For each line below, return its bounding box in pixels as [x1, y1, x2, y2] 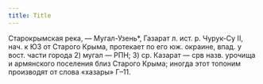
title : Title [8, 11, 52, 20]
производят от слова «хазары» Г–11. [8, 67, 131, 76]
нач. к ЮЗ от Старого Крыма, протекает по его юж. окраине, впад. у [8, 41, 242, 52]
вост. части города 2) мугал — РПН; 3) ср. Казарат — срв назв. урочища [8, 50, 256, 59]
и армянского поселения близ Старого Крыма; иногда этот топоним [8, 59, 241, 68]
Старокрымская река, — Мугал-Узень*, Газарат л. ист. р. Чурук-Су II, [8, 33, 244, 43]
